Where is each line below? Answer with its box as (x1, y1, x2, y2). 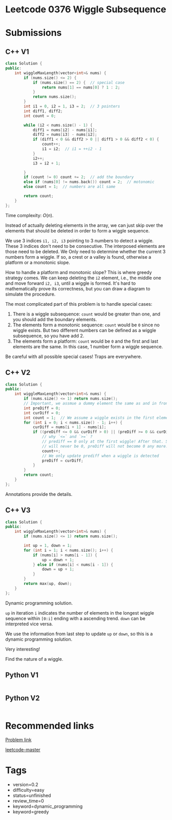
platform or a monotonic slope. (5, 259, 71, 265)
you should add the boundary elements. (12, 316, 97, 322)
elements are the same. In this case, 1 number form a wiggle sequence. (12, 343, 163, 349)
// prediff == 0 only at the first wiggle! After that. (41, 439, 164, 444)
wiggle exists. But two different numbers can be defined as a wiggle (12, 327, 157, 333)
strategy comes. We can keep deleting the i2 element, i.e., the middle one (5, 275, 161, 281)
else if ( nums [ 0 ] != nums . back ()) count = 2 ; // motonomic (24, 179, 155, 185)
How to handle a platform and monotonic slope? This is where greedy (5, 269, 152, 275)
